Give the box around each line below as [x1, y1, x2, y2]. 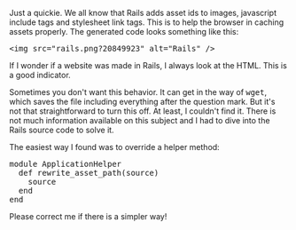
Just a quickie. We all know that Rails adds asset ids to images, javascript [9, 8, 277, 18]
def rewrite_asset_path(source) [18, 168, 160, 178]
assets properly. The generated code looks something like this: [9, 27, 239, 36]
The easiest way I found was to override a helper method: [9, 142, 220, 152]
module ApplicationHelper [9, 159, 122, 169]
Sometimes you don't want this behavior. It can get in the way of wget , [9, 87, 268, 97]
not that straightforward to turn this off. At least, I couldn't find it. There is [9, 106, 277, 116]
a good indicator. [9, 70, 71, 80]
